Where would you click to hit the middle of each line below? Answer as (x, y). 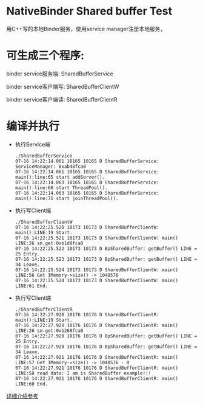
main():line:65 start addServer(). (60, 177)
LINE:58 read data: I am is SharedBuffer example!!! (83, 373)
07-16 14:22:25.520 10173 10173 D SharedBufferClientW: (87, 227)
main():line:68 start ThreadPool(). (61, 188)
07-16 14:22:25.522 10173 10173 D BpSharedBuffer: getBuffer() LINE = (106, 248)
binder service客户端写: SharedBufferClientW (63, 86)
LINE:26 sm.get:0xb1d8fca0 (49, 243)
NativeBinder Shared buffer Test (89, 11)
